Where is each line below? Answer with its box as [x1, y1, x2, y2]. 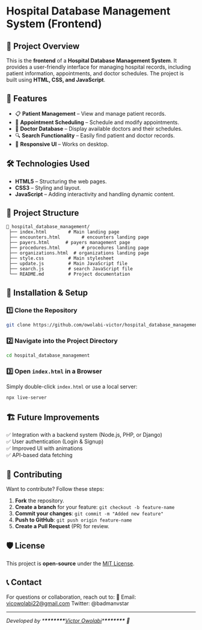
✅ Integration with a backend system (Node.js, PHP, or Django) [6, 431, 162, 438]
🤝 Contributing [6, 469, 63, 479]
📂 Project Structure [6, 208, 79, 218]
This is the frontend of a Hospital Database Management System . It [6, 57, 177, 64]
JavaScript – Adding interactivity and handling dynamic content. [14, 190, 175, 198]
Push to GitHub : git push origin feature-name [14, 516, 132, 523]
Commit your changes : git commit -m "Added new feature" [14, 510, 164, 517]
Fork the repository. [14, 497, 64, 504]
